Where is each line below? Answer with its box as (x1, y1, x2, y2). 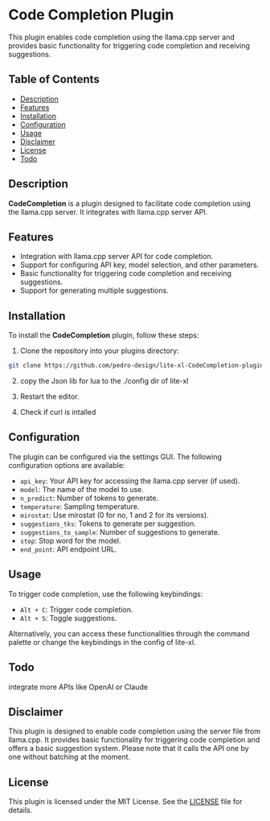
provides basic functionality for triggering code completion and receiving (8, 40, 251, 50)
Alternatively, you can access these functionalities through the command (8, 629, 250, 638)
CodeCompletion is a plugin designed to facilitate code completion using (8, 199, 252, 208)
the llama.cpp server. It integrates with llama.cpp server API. (8, 207, 208, 216)
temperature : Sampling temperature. (19, 501, 140, 511)
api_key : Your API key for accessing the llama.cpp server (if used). (19, 476, 240, 486)
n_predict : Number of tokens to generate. (19, 493, 159, 503)
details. (8, 806, 33, 815)
